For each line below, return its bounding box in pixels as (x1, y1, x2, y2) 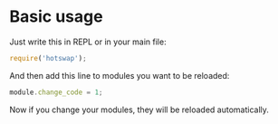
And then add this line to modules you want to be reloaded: (9, 70, 230, 81)
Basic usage (9, 6, 103, 27)
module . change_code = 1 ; (9, 88, 103, 97)
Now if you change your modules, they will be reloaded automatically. (9, 104, 270, 115)
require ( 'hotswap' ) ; (9, 53, 88, 62)
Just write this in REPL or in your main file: (9, 36, 167, 47)
